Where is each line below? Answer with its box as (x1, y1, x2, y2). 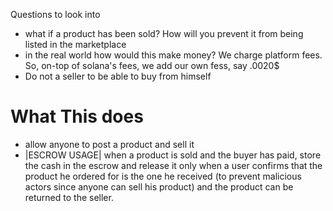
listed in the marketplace (24, 39, 127, 50)
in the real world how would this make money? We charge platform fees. (24, 49, 323, 61)
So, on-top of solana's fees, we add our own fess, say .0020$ (24, 60, 280, 71)
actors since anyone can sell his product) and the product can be (24, 180, 294, 193)
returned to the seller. (24, 191, 114, 203)
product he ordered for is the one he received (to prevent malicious (24, 170, 302, 182)
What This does (10, 105, 144, 128)
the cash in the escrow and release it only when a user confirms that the (24, 159, 323, 171)
